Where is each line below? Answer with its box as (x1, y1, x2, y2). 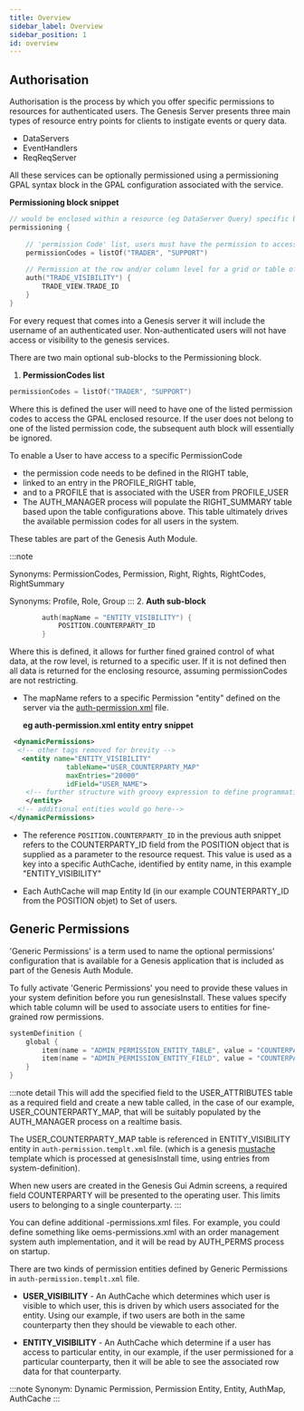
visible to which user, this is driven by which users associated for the (22, 1300, 280, 1310)
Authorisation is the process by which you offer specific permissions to (9, 96, 275, 107)
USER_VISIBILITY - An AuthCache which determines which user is (22, 1290, 271, 1301)
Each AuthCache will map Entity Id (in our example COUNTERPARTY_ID (22, 885, 290, 896)
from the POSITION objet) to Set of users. (22, 894, 178, 906)
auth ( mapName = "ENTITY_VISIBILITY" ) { (42, 613, 193, 622)
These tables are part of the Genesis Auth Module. (9, 533, 198, 544)
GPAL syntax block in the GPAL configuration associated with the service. (9, 179, 284, 190)
